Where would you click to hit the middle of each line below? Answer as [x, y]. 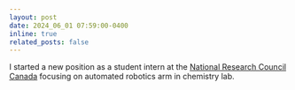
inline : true [33, 34]
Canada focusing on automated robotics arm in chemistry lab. [122, 77]
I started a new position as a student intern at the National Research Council [147, 67]
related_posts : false [49, 42]
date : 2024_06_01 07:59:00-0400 [69, 26]
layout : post [33, 17]
